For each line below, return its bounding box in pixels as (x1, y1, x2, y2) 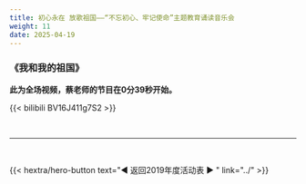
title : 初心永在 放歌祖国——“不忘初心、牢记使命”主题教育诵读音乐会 (9, 13, 235, 23)
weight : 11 (9, 22, 51, 31)
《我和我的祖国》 (9, 62, 85, 74)
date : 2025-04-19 (9, 30, 76, 39)
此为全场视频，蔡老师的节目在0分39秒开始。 (9, 83, 178, 95)
